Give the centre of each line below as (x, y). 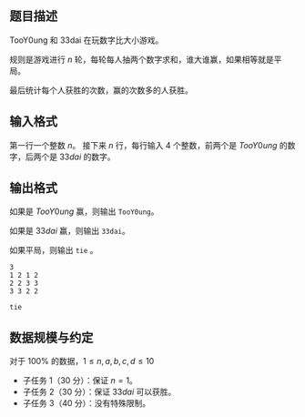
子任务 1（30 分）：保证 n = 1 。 (80, 381)
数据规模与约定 (51, 337)
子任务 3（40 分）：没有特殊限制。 (86, 403)
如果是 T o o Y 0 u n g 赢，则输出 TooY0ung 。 (84, 211)
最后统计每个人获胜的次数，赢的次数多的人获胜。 (101, 90)
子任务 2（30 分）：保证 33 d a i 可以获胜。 (99, 392)
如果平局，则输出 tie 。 (54, 250)
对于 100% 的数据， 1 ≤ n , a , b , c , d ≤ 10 (82, 361)
